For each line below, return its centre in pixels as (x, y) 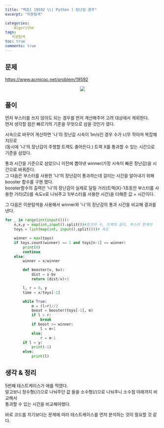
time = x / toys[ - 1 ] (41, 292)
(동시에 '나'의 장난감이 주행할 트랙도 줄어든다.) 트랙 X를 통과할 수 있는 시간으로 (80, 147)
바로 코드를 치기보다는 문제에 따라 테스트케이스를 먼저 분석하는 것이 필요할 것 (79, 414)
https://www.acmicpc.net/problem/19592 (47, 79)
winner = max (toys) (34, 238)
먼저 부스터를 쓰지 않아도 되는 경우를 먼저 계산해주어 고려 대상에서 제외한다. (77, 118)
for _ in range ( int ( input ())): (37, 220)
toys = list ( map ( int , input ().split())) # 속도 (61, 229)
